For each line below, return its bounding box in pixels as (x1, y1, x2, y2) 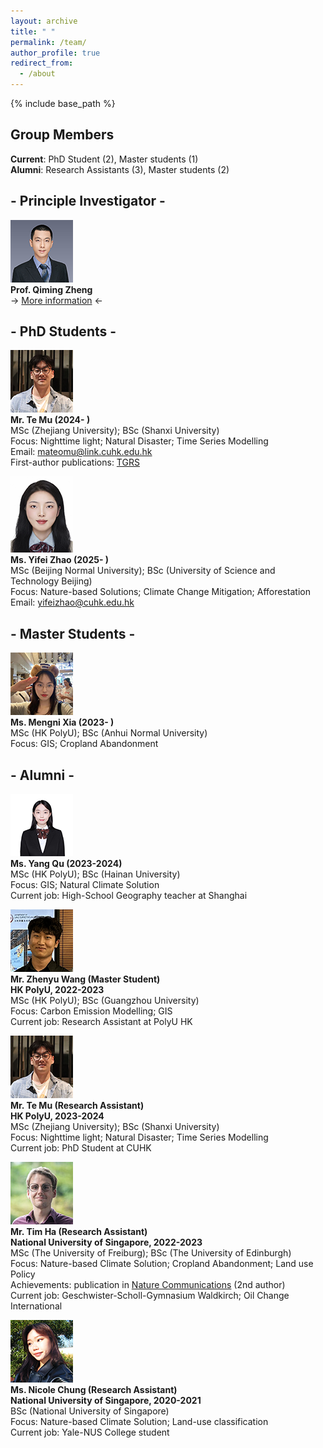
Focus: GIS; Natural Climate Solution (10, 879, 160, 891)
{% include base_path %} (10, 98, 116, 109)
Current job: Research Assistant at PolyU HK (10, 1016, 193, 1028)
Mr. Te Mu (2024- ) (10, 414, 91, 426)
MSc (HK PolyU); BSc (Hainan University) (10, 868, 181, 880)
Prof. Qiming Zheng (10, 283, 93, 295)
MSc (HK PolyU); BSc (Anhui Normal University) (10, 727, 208, 739)
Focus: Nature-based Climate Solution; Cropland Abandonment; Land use (10, 1258, 314, 1270)
